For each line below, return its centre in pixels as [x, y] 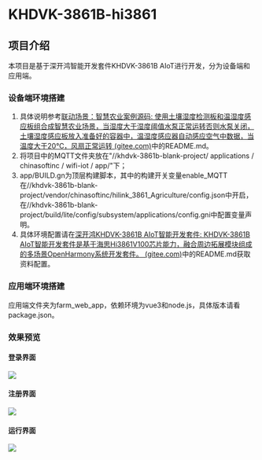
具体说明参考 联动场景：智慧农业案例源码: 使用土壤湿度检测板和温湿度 [132, 116]
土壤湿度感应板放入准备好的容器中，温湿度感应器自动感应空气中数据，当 [137, 136]
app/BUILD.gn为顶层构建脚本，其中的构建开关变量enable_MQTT [124, 175]
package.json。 [33, 315]
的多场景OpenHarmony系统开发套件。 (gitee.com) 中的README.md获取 [135, 254]
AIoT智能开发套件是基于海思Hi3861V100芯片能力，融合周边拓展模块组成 [136, 245]
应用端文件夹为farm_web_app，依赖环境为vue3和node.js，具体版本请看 [124, 305]
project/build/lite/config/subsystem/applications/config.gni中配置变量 [132, 215]
